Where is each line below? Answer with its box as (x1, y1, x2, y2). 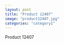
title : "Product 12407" (5, 12, 53, 17)
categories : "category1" (5, 21, 55, 26)
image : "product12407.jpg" (5, 16, 60, 21)
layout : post (5, 7, 32, 12)
